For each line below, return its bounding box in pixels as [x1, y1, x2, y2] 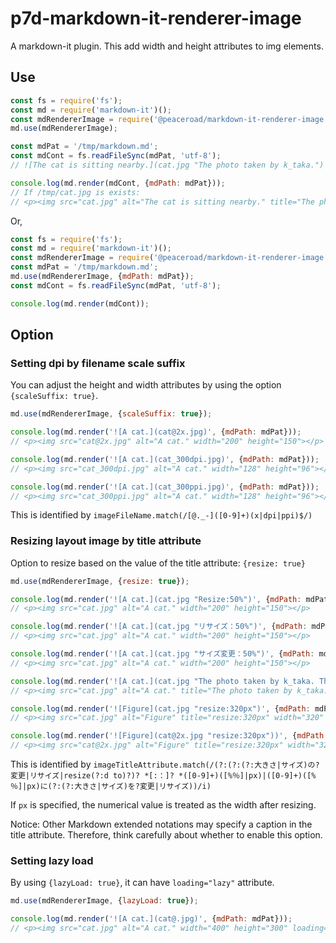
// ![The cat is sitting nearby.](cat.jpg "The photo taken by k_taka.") [10, 160, 325, 170]
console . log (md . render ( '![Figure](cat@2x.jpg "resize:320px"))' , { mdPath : [10, 731, 329, 741]
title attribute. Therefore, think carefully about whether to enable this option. [10, 829, 323, 841]
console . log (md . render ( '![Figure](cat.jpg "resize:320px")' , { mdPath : [10, 703, 311, 714]
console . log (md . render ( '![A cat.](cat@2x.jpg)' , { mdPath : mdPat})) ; [10, 427, 302, 437]
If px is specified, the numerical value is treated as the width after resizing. [10, 799, 317, 811]
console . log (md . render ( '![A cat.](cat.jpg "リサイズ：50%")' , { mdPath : [10, 622, 308, 632]
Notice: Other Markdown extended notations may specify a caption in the [10, 818, 313, 831]
